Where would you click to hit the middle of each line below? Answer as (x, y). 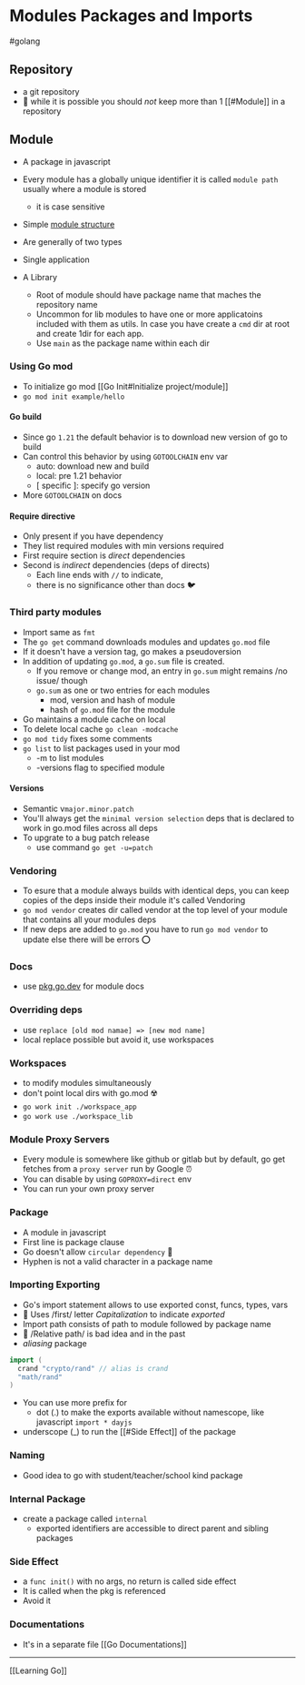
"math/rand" (40, 1377)
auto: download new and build (93, 466)
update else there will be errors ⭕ (87, 939)
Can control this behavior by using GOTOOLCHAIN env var (125, 457)
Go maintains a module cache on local (94, 719)
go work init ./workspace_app (80, 1107)
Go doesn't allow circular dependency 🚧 (98, 1252)
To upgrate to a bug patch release (86, 837)
